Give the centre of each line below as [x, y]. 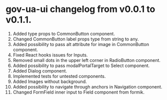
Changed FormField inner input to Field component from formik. [78, 92]
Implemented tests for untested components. [59, 76]
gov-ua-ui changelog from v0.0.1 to [80, 9]
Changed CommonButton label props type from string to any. [76, 39]
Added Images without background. [50, 81]
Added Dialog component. [40, 70]
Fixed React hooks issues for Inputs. [50, 55]
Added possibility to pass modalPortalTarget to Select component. [81, 65]
